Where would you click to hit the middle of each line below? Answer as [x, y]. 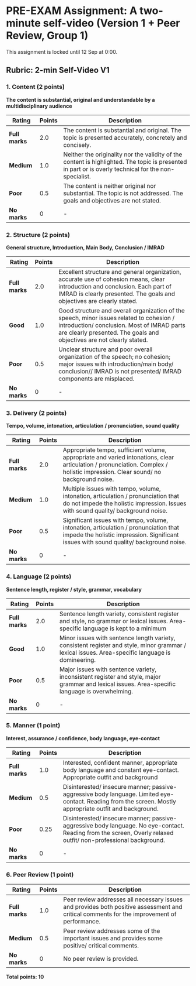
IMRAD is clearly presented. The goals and [117, 294]
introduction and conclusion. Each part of [115, 286]
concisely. [77, 145]
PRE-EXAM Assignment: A [72, 11]
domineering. [78, 659]
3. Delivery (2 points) [36, 413]
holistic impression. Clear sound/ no [112, 472]
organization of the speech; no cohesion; [114, 356]
